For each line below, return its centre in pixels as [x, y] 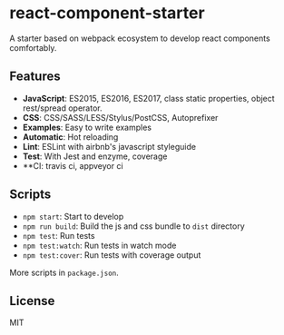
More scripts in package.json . [64, 272]
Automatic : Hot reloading [70, 137]
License [32, 301]
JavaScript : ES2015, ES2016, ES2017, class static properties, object [148, 98]
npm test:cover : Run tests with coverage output [112, 255]
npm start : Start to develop [73, 216]
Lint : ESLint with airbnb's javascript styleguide [109, 146]
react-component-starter [108, 13]
